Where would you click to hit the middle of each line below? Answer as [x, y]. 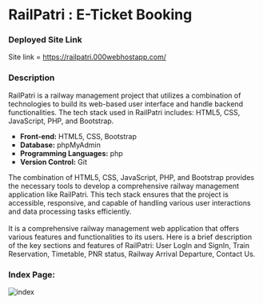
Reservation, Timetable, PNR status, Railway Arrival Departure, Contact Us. [132, 254]
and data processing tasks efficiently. [70, 211]
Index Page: [32, 274]
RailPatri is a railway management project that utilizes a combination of [125, 95]
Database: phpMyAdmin [60, 145]
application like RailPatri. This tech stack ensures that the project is [119, 194]
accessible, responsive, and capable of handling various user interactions [130, 202]
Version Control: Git [54, 162]
